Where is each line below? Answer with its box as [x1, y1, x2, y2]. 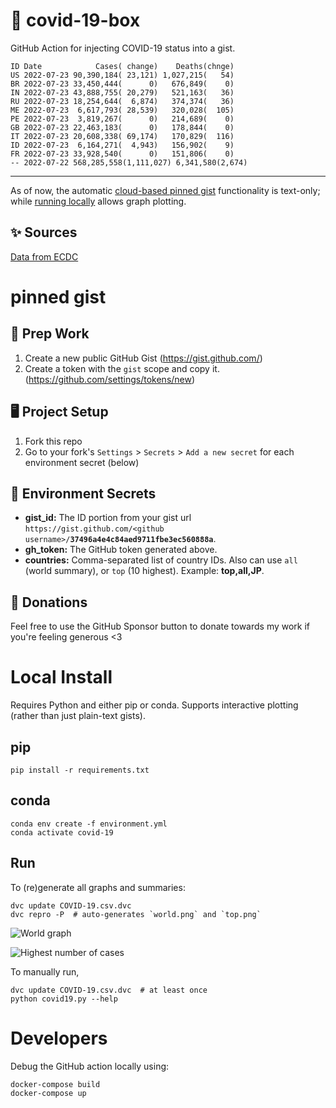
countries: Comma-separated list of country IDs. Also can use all [24, 554, 298, 566]
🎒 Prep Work [10, 325, 90, 343]
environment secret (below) [24, 456, 140, 468]
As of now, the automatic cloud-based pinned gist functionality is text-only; [10, 184, 321, 196]
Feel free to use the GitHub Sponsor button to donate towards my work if [10, 620, 311, 633]
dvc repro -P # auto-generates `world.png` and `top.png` [10, 909, 262, 919]
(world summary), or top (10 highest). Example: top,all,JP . [24, 565, 265, 577]
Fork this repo [24, 435, 83, 447]
